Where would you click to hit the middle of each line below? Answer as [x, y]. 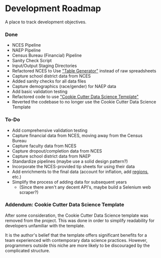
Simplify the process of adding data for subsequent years [69, 182]
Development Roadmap [53, 9]
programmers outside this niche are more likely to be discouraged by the [77, 245]
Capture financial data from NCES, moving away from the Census [77, 135]
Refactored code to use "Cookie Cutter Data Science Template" [75, 97]
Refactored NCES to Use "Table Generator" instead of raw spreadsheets [84, 71]
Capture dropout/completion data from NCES [57, 151]
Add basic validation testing [40, 92]
